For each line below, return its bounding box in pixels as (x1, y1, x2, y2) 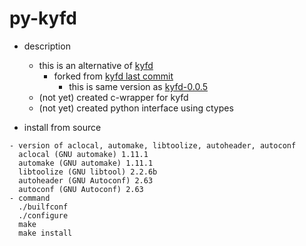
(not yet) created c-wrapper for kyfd (38, 91, 189, 103)
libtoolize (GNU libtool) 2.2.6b (18, 167, 158, 177)
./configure (18, 210, 69, 221)
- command (9, 193, 51, 203)
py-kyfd (9, 7, 77, 30)
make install (18, 228, 73, 238)
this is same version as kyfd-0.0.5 (68, 80, 209, 92)
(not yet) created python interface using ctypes (38, 102, 234, 114)
